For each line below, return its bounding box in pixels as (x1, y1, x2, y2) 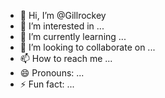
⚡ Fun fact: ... (19, 78, 75, 90)
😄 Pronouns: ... (19, 67, 85, 79)
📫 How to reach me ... (19, 53, 113, 64)
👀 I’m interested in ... (19, 20, 105, 32)
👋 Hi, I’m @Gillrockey (19, 10, 107, 21)
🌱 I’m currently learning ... (19, 31, 127, 42)
